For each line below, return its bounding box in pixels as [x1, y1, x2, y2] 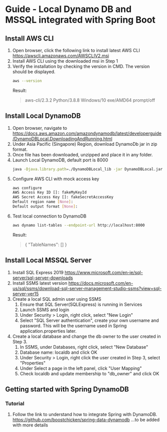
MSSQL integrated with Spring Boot [5, 14, 156, 26]
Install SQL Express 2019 [12, 269, 64, 275]
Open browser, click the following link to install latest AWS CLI [12, 48, 140, 53]
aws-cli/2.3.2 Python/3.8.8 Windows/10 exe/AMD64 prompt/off [24, 97, 155, 103]
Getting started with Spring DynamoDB [5, 385, 129, 394]
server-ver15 [12, 291, 39, 297]
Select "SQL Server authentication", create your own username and [19, 317, 159, 323]
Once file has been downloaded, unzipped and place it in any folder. [12, 151, 153, 157]
